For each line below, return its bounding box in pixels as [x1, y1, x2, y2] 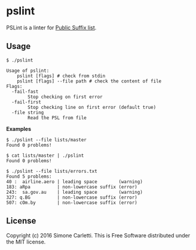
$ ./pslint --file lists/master [6, 136, 87, 143]
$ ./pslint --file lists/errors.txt [6, 168, 97, 174]
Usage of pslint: [6, 68, 50, 74]
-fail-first [11, 99, 42, 105]
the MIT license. [6, 238, 46, 245]
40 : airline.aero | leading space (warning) [6, 178, 143, 185]
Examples [6, 125, 32, 132]
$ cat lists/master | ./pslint [6, 153, 84, 158]
